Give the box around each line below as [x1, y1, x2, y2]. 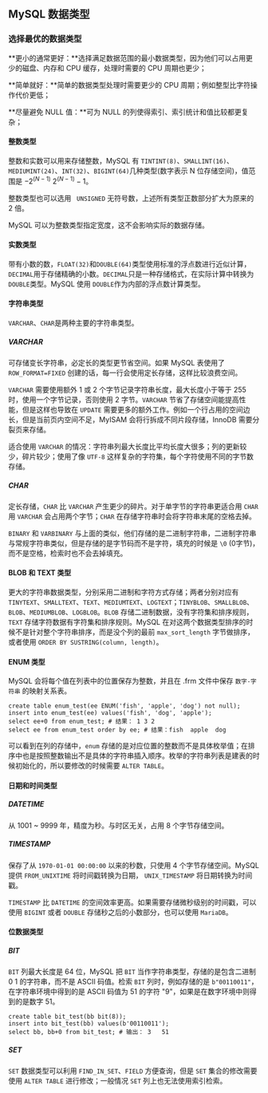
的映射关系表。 [22, 686, 72, 696]
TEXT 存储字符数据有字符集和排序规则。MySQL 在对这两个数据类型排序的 [8, 618, 246, 627]
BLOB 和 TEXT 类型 [8, 568, 72, 578]
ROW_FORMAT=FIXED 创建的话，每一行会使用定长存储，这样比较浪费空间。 [8, 368, 242, 377]
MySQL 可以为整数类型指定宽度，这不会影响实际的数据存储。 [8, 220, 210, 230]
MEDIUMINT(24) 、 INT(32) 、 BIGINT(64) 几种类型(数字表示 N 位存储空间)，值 [8, 166, 249, 176]
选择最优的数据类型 [8, 34, 82, 45]
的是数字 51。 [14, 996, 60, 1007]
